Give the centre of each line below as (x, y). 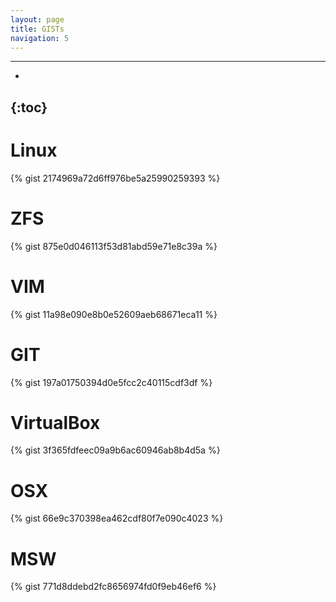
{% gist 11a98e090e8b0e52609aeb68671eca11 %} (114, 314)
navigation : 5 (40, 38)
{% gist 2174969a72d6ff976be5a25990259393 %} (115, 178)
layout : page (37, 19)
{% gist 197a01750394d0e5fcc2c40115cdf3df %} (111, 382)
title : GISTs (37, 29)
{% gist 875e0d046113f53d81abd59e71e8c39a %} (114, 246)
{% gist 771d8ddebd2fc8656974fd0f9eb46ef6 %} (113, 587)
